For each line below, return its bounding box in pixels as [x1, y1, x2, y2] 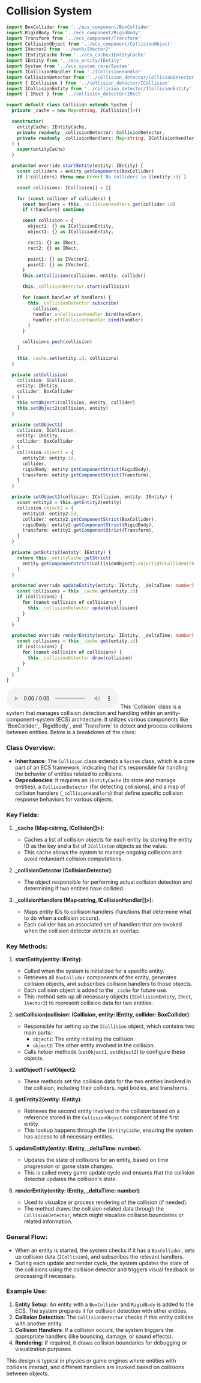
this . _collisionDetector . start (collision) [22, 284, 130, 290]
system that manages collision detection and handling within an [6, 710, 163, 717]
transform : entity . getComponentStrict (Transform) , [22, 472, 152, 478]
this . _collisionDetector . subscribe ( [28, 300, 119, 306]
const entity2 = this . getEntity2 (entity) [17, 500, 122, 506]
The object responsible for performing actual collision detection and [23, 878, 192, 886]
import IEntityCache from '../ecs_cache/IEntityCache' [6, 52, 146, 58]
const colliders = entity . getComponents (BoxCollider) [17, 168, 154, 175]
